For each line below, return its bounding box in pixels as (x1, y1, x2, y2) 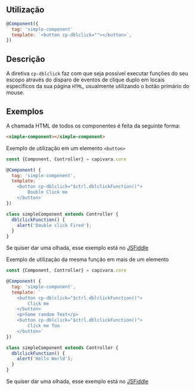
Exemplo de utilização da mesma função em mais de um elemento (6, 256, 169, 263)
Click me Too (27, 323, 60, 329)
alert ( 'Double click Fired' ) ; (17, 222, 92, 228)
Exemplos (6, 106, 44, 116)
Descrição (6, 54, 45, 64)
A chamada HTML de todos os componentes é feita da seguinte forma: (6, 122, 181, 129)
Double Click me (27, 189, 68, 195)
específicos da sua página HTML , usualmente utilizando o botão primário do (6, 83, 190, 90)
